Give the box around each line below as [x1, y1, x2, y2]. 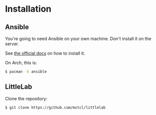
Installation [5, 3, 52, 15]
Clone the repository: [5, 96, 48, 101]
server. [5, 41, 19, 47]
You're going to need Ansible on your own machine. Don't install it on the [5, 36, 152, 41]
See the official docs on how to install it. [5, 50, 85, 56]
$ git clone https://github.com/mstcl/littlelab [5, 105, 106, 110]
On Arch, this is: [5, 60, 38, 65]
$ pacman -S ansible [5, 69, 47, 74]
